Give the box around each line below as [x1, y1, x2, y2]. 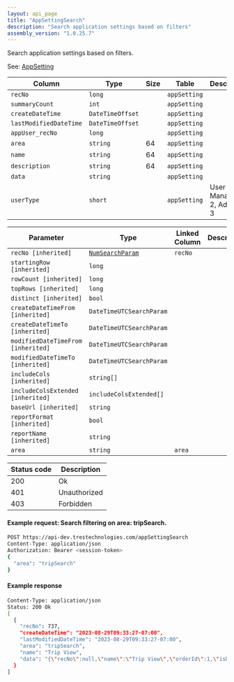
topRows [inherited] [10, 285, 79, 293]
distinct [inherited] [10, 295, 82, 302]
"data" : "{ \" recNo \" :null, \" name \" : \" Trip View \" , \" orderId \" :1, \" [19, 655, 219, 662]
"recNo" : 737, [19, 623, 61, 630]
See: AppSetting [7, 62, 54, 71]
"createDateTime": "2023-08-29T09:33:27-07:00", [19, 630, 164, 637]
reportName [10, 430, 47, 438]
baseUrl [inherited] [10, 403, 79, 412]
